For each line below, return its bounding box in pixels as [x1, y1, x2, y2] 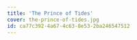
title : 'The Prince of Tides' [7, 9, 94, 17]
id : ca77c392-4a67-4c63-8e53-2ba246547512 [7, 22, 130, 29]
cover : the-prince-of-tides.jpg [7, 16, 99, 23]
